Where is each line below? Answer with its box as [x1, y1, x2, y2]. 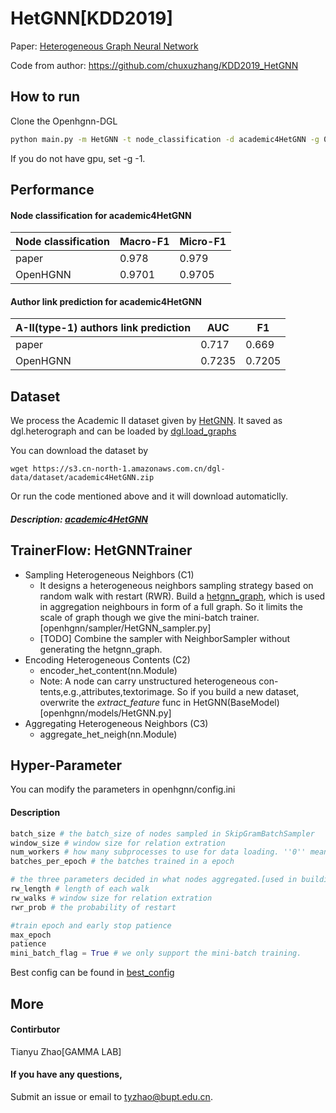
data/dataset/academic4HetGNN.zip [10, 473, 155, 483]
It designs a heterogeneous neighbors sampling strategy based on [39, 579, 314, 591]
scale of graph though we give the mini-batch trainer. [39, 611, 260, 623]
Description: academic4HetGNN [10, 513, 149, 525]
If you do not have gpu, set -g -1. [10, 152, 146, 164]
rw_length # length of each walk [10, 884, 150, 894]
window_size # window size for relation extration [10, 838, 226, 848]
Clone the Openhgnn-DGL [10, 115, 118, 127]
